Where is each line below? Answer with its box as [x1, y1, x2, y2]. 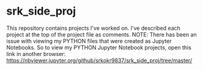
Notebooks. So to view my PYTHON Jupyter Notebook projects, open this [6, 44, 192, 51]
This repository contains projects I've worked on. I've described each [6, 24, 181, 32]
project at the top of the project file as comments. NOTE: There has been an [6, 30, 197, 38]
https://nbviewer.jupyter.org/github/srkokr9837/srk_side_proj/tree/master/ [6, 57, 193, 64]
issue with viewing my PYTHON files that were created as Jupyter [6, 37, 172, 44]
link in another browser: [6, 50, 66, 57]
